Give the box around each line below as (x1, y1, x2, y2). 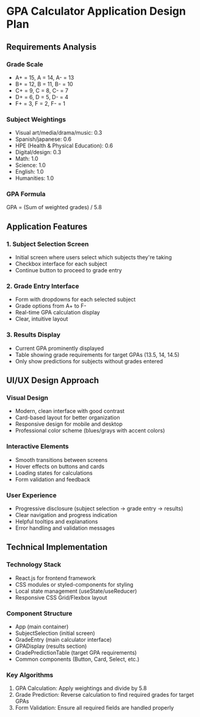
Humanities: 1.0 (15, 174, 54, 182)
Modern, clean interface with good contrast (15, 407, 125, 415)
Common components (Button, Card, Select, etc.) (15, 656, 140, 663)
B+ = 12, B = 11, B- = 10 (15, 80, 73, 87)
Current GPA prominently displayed (15, 344, 104, 352)
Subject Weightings (6, 115, 66, 124)
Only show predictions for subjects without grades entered (15, 357, 163, 365)
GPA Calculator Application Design (6, 4, 186, 18)
